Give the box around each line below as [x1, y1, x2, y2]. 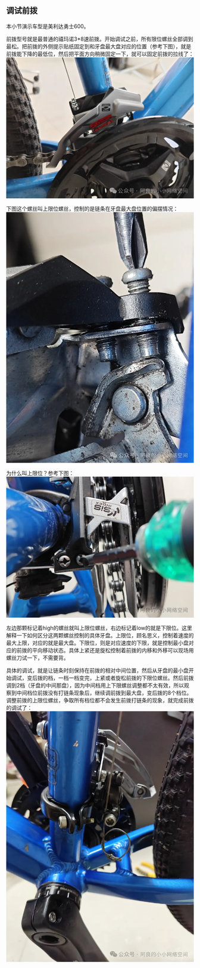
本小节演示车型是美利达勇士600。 [6, 23, 89, 30]
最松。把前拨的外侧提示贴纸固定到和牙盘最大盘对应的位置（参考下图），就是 [6, 42, 192, 50]
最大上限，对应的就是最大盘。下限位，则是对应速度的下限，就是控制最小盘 [6, 639, 189, 646]
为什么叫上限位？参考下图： [6, 469, 74, 476]
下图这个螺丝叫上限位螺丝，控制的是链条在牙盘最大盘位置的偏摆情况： [6, 205, 179, 212]
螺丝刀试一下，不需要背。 [6, 654, 69, 661]
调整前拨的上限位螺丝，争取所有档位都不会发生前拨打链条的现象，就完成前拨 [6, 696, 194, 704]
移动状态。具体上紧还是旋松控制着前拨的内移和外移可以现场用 [42, 646, 194, 653]
